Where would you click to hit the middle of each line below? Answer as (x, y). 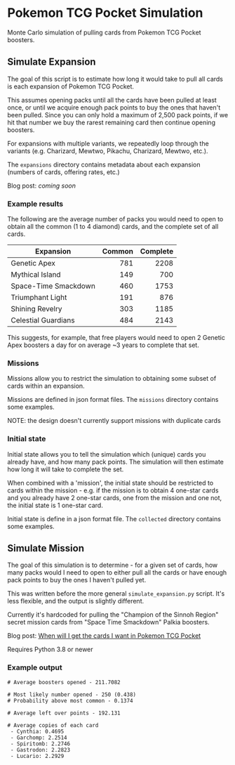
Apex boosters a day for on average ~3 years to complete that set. (103, 345)
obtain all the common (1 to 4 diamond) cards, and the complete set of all (113, 227)
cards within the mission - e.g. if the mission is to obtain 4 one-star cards (113, 490)
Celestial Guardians (43, 320)
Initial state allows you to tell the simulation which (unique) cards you (107, 454)
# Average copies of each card (53, 725)
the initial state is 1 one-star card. (55, 505)
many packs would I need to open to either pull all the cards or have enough (117, 573)
